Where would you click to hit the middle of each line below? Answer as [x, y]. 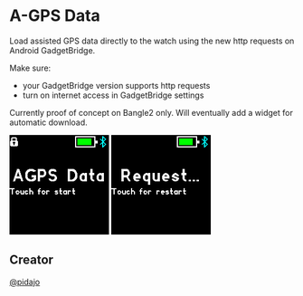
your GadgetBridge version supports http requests [116, 85]
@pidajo [25, 282]
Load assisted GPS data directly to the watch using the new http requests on [152, 41]
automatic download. [48, 122]
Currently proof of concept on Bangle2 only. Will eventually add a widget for [151, 112]
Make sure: [30, 68]
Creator [32, 260]
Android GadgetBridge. [52, 50]
